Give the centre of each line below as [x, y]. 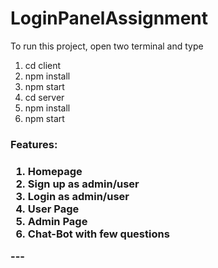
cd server [44, 97]
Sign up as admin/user [83, 184]
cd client [43, 65]
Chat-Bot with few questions [98, 234]
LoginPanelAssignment [109, 18]
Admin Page [57, 221]
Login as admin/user [78, 196]
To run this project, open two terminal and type [107, 46]
